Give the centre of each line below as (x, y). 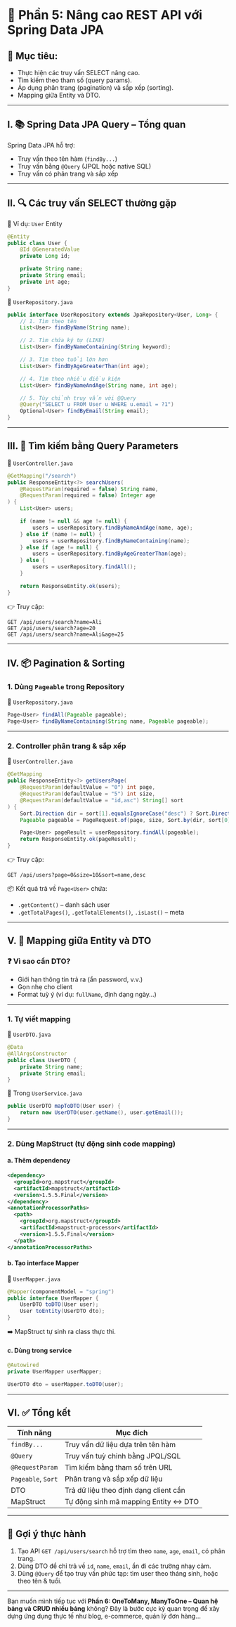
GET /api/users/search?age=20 (52, 628)
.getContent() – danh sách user (64, 905)
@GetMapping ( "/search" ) (42, 476)
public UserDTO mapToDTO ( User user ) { (64, 1106)
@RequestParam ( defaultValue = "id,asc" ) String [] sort (102, 800)
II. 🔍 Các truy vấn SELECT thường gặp (92, 203)
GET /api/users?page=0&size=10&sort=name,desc (77, 875)
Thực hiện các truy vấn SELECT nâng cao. (79, 73)
